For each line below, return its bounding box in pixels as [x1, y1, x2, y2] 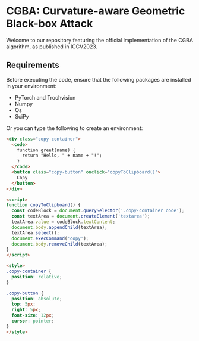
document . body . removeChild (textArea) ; [11, 241, 108, 247]
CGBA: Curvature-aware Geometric [6, 4, 185, 18]
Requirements [6, 60, 59, 70]
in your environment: [6, 82, 57, 89]
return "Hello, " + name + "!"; [21, 153, 102, 159]
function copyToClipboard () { [6, 202, 81, 208]
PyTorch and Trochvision [14, 94, 76, 101]
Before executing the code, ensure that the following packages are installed [6, 76, 191, 83]
